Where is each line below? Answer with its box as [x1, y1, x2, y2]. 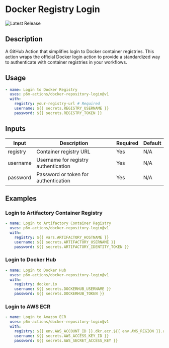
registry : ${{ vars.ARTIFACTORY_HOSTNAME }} [14, 235, 109, 240]
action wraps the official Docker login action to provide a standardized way [5, 54, 160, 60]
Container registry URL [36, 148, 91, 155]
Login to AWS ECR [5, 303, 51, 310]
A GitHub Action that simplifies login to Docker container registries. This [5, 48, 154, 54]
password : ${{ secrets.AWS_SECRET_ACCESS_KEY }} [14, 338, 118, 343]
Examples [5, 194, 37, 203]
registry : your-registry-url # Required [14, 101, 100, 107]
